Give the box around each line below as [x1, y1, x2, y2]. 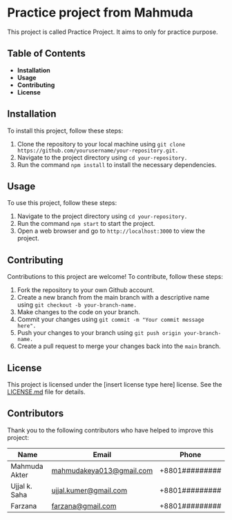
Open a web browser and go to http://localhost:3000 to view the [17, 227, 206, 235]
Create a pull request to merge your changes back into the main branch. [17, 342, 221, 350]
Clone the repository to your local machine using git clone [17, 139, 186, 148]
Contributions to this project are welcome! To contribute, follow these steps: [7, 273, 223, 281]
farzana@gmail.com [51, 501, 117, 510]
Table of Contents [7, 48, 86, 59]
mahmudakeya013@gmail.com [51, 465, 153, 475]
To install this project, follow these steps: [7, 126, 124, 135]
